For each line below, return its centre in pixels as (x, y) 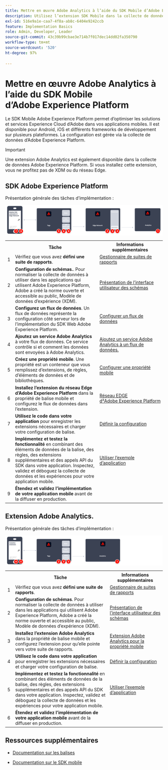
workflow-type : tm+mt (28, 43)
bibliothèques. (29, 381)
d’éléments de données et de (45, 375)
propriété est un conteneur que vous (52, 365)
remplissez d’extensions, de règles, (51, 370)
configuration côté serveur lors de (50, 319)
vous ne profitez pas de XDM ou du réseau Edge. (56, 170)
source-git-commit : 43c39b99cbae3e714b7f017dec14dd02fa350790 (71, 37)
